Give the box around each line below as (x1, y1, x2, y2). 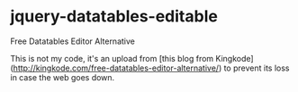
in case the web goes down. (10, 71, 115, 82)
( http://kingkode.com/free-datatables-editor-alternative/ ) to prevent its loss (10, 63, 290, 73)
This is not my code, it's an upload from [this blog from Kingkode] (10, 53, 255, 63)
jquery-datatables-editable (10, 6, 219, 27)
